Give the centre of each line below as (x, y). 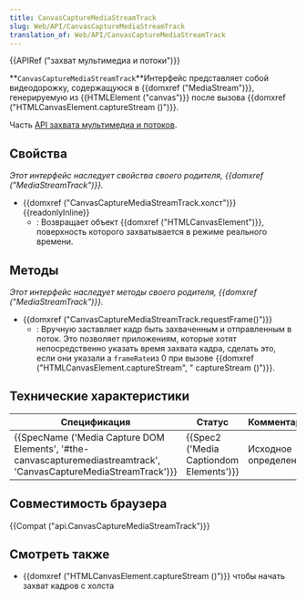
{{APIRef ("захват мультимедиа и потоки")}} (95, 61)
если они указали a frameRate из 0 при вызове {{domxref (145, 358)
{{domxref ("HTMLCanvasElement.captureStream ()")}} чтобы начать (153, 576)
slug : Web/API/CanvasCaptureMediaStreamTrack (97, 26)
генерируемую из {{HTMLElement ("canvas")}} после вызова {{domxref (148, 97)
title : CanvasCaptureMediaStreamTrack (83, 18)
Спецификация (96, 422)
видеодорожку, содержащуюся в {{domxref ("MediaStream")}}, (132, 88)
